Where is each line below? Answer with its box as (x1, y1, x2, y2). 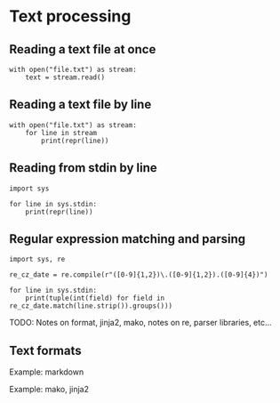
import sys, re (9, 255, 66, 264)
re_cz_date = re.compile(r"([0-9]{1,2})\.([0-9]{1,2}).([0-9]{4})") (9, 270, 268, 279)
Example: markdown (9, 367, 84, 377)
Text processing (9, 6, 132, 27)
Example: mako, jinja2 (9, 384, 89, 395)
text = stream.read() (25, 73, 105, 82)
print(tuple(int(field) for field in (25, 294, 165, 303)
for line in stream (25, 128, 98, 137)
